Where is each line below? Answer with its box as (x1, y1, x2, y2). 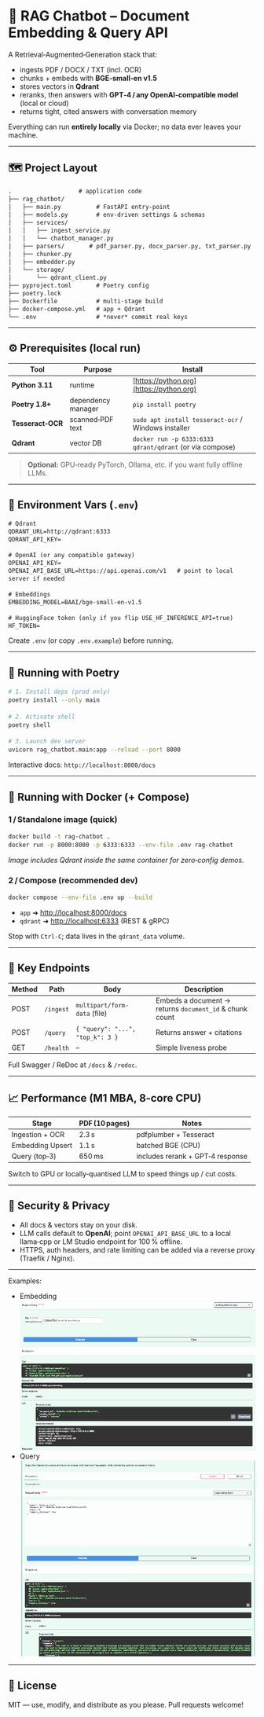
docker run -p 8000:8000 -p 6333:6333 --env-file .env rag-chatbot (8, 841, 234, 849)
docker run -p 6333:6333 (132, 435, 214, 443)
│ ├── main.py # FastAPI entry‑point (8, 203, 170, 211)
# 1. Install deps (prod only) (8, 688, 111, 696)
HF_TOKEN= (8, 622, 41, 630)
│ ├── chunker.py (8, 250, 72, 258)
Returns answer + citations (156, 1028, 242, 1037)
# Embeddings (8, 591, 51, 599)
